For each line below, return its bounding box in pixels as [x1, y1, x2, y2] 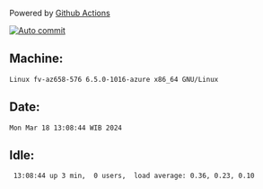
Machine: [9, 51, 64, 67]
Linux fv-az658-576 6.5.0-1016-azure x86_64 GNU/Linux [9, 75, 219, 84]
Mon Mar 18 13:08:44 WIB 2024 [9, 123, 123, 132]
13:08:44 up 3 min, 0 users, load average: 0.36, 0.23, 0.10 [13, 171, 255, 181]
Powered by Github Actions [9, 8, 110, 18]
